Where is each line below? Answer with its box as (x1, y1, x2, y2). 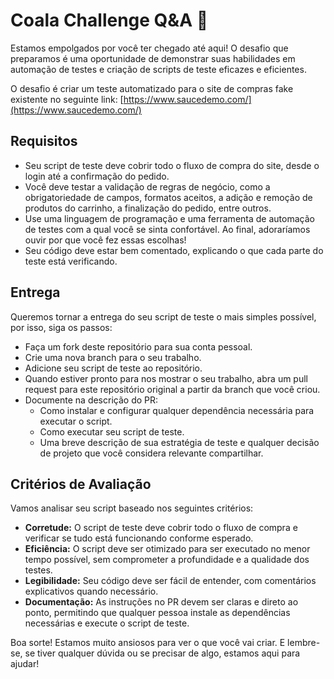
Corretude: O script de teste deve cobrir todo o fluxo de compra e (24, 522, 298, 534)
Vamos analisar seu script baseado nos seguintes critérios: (10, 502, 254, 514)
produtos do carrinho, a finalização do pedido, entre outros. (24, 202, 272, 214)
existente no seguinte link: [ (10, 93, 124, 105)
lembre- (287, 637, 321, 649)
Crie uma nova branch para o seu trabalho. (24, 351, 202, 363)
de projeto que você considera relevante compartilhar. (39, 447, 264, 459)
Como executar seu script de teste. (39, 425, 185, 438)
